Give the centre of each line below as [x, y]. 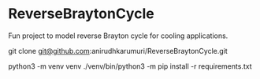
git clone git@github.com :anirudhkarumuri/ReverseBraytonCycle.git [118, 51]
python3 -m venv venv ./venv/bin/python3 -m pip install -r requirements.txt [130, 66]
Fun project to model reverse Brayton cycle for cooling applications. [118, 36]
